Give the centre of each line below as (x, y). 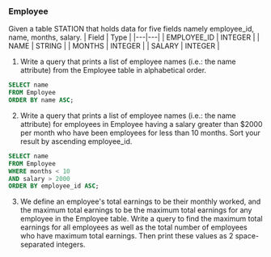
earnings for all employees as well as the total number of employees (134, 227)
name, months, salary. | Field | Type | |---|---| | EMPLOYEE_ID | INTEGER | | (134, 37)
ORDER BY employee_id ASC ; (54, 186)
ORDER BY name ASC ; (41, 100)
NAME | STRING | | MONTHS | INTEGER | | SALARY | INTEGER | (114, 46)
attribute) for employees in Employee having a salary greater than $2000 (141, 124)
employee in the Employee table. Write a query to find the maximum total (141, 219)
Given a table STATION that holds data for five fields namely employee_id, (131, 29)
